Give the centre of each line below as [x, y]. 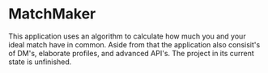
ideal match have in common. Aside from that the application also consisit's [134, 44]
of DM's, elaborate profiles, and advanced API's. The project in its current [132, 53]
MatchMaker [52, 14]
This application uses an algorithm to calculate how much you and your [127, 36]
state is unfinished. [40, 62]
